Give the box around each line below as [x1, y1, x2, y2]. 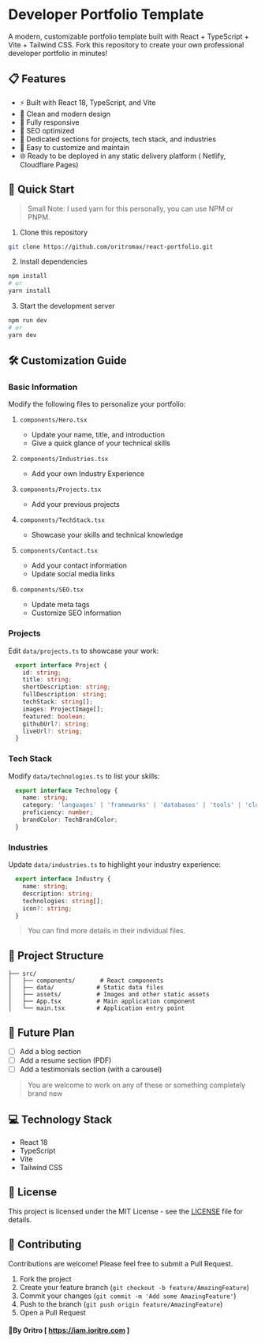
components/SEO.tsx [19, 586, 84, 594]
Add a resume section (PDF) [19, 1056, 112, 1065]
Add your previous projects [31, 500, 120, 509]
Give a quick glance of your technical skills [31, 438, 171, 448]
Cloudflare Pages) [19, 159, 79, 169]
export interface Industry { [15, 875, 111, 883]
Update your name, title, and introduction [31, 430, 166, 440]
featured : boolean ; [22, 712, 87, 720]
